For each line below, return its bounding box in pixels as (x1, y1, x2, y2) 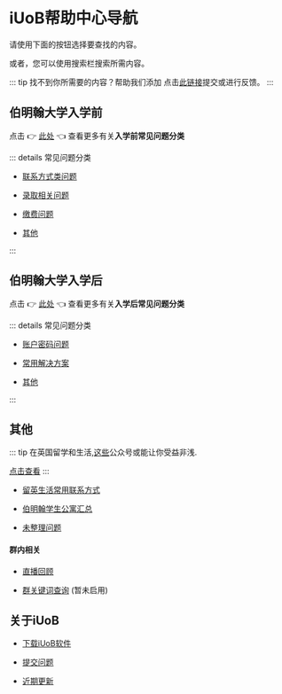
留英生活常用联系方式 (21, 485, 100, 495)
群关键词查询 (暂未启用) (21, 584, 108, 595)
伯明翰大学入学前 (9, 105, 103, 121)
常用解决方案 (21, 357, 69, 368)
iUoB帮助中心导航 (9, 8, 138, 28)
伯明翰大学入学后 (9, 273, 103, 288)
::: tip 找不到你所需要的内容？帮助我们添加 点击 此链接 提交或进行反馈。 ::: (9, 76, 274, 87)
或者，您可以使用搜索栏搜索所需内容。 (9, 58, 149, 68)
